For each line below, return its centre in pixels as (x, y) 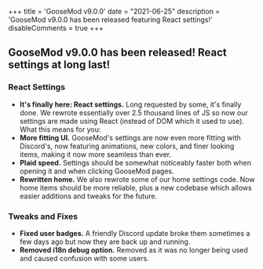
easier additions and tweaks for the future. (88, 196)
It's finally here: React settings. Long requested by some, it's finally (130, 104)
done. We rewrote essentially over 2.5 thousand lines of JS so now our (134, 112)
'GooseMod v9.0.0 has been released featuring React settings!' (111, 20)
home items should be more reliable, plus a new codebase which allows (136, 187)
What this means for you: (60, 129)
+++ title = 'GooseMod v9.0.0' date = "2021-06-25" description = (114, 11)
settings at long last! (59, 65)
